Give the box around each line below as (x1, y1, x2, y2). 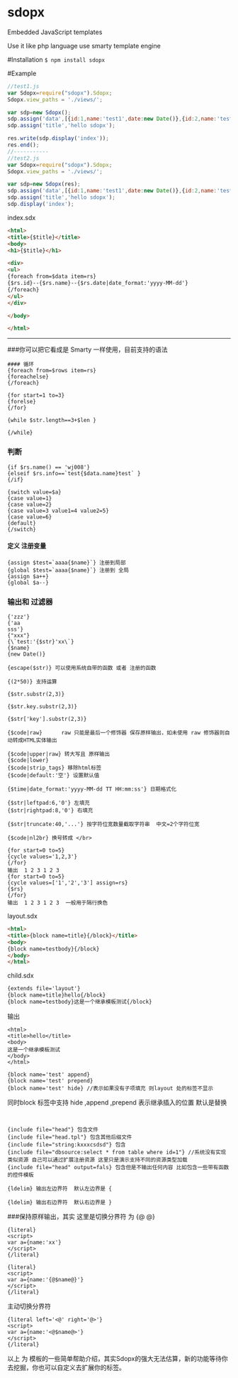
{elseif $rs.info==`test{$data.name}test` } (7, 470, 141, 477)
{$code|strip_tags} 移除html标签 (7, 764, 102, 771)
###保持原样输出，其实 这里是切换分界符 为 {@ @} (7, 1212, 156, 1220)
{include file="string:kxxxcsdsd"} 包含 (7, 1141, 126, 1148)
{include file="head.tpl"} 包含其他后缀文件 (7, 1134, 132, 1141)
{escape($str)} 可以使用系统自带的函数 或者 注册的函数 (7, 665, 157, 672)
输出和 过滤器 (7, 597, 53, 607)
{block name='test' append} (7, 1070, 91, 1078)
